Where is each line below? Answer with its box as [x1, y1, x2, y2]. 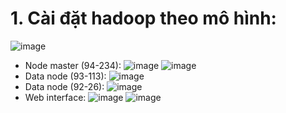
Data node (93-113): [24, 70, 107, 82]
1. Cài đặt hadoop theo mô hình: [10, 7, 277, 30]
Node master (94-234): [24, 59, 122, 71]
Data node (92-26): [24, 80, 105, 92]
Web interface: [24, 91, 87, 103]
